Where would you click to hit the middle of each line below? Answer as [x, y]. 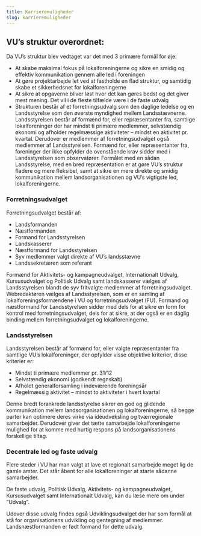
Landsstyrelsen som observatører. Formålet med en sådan [87, 158]
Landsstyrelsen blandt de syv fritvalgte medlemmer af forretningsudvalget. [99, 287]
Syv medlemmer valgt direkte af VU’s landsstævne [78, 256]
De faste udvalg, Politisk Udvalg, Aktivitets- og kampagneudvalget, [89, 489]
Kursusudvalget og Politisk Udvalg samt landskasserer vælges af [87, 281]
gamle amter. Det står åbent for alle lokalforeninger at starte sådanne [92, 471]
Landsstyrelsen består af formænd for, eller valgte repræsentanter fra [93, 348]
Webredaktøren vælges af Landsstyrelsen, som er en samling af [85, 294]
